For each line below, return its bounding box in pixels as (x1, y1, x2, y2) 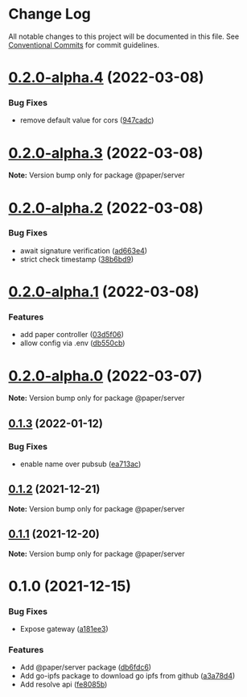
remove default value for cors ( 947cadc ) (19, 115, 154, 125)
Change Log (8, 5, 91, 23)
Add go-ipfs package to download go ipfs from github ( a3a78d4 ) (19, 671, 236, 681)
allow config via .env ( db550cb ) (19, 338, 126, 348)
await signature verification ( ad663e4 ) (19, 245, 147, 255)
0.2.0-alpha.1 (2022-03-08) (8, 283, 200, 301)
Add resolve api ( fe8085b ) (19, 679, 108, 690)
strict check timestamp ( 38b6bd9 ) (19, 254, 134, 264)
